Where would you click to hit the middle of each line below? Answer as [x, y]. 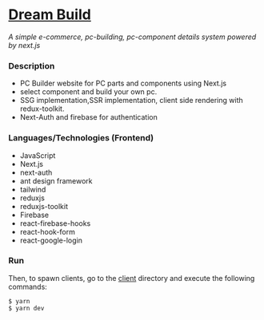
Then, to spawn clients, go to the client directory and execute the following [132, 278]
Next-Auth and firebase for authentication [88, 117]
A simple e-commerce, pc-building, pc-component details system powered [132, 37]
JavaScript [38, 155]
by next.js [24, 45]
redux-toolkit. [42, 109]
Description [32, 65]
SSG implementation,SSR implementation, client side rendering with [131, 101]
